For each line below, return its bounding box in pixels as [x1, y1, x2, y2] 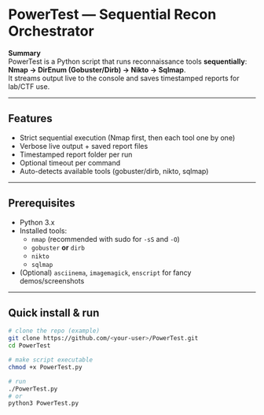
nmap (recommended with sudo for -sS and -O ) [31, 234, 181, 243]
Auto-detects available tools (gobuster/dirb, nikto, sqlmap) [19, 166, 209, 176]
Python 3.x [19, 217, 55, 227]
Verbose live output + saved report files [19, 141, 148, 150]
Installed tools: [19, 226, 68, 235]
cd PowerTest [8, 342, 51, 350]
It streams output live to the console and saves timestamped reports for [8, 73, 240, 83]
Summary [8, 48, 41, 57]
